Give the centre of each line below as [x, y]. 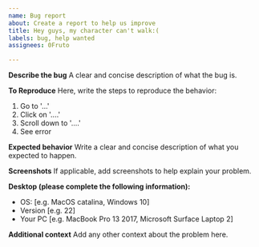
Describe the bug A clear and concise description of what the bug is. [123, 75]
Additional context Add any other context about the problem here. [118, 235]
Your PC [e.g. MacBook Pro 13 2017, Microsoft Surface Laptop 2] [127, 219]
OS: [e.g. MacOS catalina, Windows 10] [85, 202]
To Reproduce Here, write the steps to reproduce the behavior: [113, 91]
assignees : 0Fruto [39, 46]
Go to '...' [34, 106]
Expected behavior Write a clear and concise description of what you [123, 147]
